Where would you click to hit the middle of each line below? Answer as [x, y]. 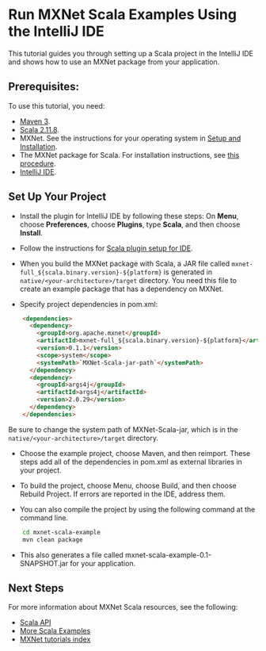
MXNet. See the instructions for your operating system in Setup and [130, 138]
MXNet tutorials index [55, 639]
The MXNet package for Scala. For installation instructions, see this [129, 155]
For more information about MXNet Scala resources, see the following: [123, 607]
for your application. [103, 563]
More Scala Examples [55, 631]
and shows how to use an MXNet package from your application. [114, 62]
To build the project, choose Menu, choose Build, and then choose [128, 485]
